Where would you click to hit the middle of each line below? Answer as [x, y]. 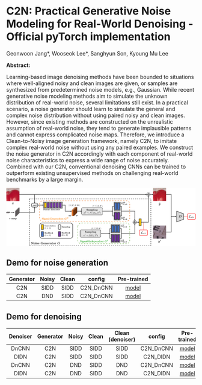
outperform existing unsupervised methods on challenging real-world [92, 173]
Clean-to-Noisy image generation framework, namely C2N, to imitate [92, 141]
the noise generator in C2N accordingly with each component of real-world [99, 154]
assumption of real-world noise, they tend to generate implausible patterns [99, 128]
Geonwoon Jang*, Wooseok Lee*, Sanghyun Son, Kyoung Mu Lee [87, 53]
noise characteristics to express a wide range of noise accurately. [88, 160]
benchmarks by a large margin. [45, 179]
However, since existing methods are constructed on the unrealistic [90, 121]
